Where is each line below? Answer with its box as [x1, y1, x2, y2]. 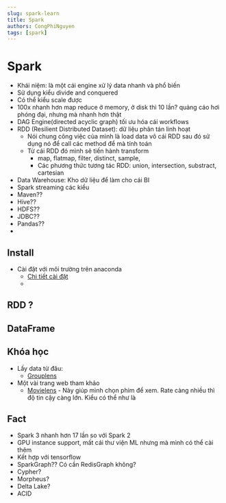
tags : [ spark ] [7, 29, 48, 36]
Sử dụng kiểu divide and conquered [16, 88, 118, 97]
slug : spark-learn [7, 10, 60, 17]
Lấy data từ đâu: [16, 364, 63, 372]
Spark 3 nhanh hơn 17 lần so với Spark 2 [16, 431, 131, 439]
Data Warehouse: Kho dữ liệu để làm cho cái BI [16, 176, 150, 184]
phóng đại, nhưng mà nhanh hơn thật [16, 110, 122, 119]
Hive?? [16, 198, 36, 206]
